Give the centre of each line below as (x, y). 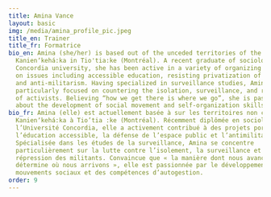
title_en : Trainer (39, 38)
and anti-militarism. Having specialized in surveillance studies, (131, 83)
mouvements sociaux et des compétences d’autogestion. (110, 173)
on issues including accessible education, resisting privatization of (139, 76)
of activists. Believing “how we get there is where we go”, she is (133, 98)
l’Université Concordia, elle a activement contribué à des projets (133, 128)
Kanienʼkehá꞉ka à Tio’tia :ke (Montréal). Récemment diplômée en (128, 121)
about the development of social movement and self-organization (128, 105)
